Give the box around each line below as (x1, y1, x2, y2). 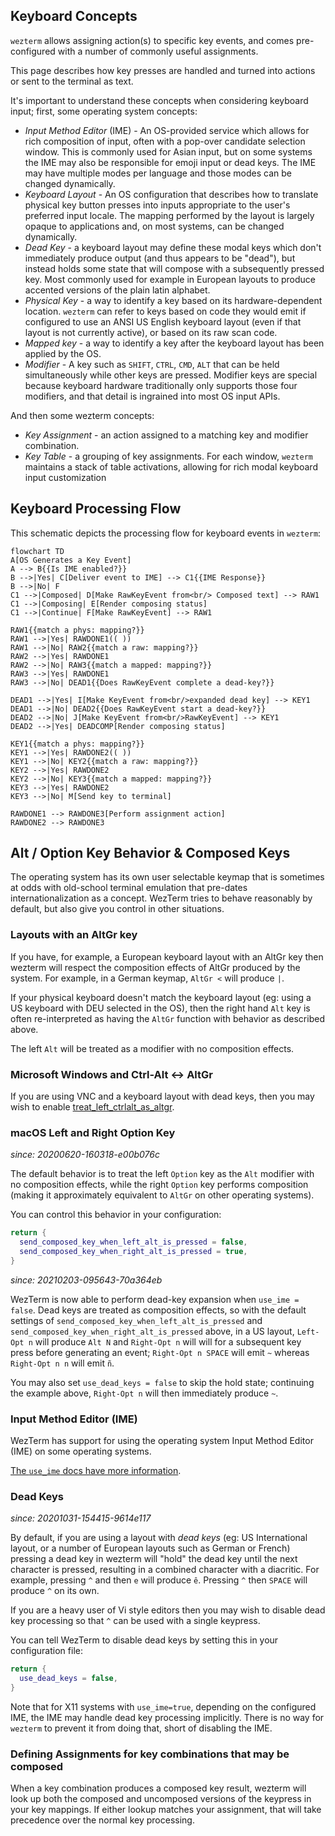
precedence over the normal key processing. (10, 1814, 195, 1826)
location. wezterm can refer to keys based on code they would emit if (24, 305, 307, 317)
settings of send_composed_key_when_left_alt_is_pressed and (10, 1314, 263, 1326)
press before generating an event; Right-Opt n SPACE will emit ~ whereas (10, 1346, 310, 1358)
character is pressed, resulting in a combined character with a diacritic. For (10, 1564, 320, 1576)
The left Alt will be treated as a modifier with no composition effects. (10, 1042, 295, 1054)
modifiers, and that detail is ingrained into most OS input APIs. (24, 390, 281, 402)
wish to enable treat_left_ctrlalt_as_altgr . (10, 1101, 175, 1113)
